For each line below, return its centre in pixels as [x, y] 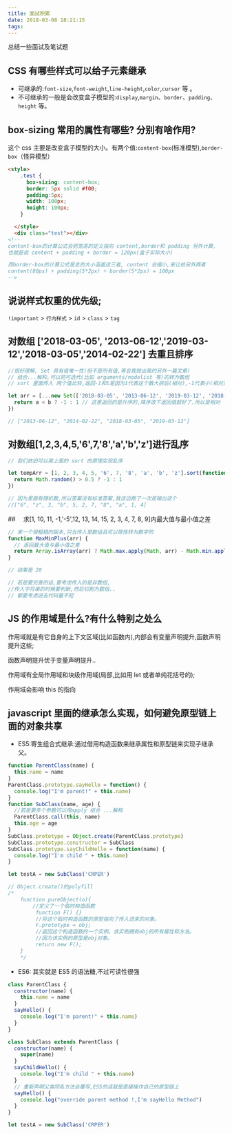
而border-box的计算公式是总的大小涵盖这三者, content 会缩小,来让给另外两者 [107, 265]
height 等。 [34, 106]
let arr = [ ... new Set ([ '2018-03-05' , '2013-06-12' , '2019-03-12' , [107, 396]
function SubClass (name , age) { [54, 804]
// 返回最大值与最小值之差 [47, 545]
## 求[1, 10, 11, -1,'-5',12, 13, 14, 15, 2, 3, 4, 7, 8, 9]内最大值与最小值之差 [109, 519]
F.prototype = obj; [63, 926]
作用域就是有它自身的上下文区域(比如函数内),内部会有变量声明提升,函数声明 [114, 636]
